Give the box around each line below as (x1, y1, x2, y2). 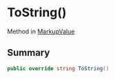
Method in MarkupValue (7, 27, 75, 35)
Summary (7, 47, 50, 59)
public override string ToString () (7, 65, 109, 72)
